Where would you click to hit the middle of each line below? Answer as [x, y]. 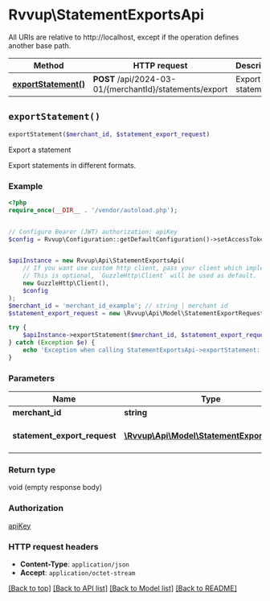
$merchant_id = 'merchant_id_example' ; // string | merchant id [118, 306]
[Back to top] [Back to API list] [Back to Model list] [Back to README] [123, 588]
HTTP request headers [53, 546]
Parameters [31, 378]
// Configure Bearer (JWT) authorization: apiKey [93, 232]
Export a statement [40, 150]
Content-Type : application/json [75, 564]
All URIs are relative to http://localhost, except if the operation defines [124, 37]
